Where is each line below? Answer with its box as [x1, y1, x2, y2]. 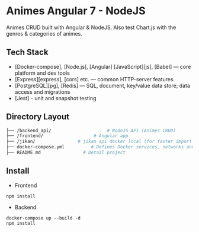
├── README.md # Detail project [6, 150, 126, 155]
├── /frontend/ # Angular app [6, 133, 129, 139]
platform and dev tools [14, 69, 70, 77]
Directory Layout [6, 112, 70, 122]
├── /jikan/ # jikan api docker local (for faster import [6, 138, 192, 145]
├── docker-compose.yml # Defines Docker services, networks [6, 144, 184, 150]
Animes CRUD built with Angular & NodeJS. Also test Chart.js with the [6, 24, 176, 31]
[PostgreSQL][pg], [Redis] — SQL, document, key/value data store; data [14, 82, 191, 89]
